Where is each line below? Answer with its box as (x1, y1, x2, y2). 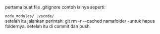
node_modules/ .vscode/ (5, 14, 54, 19)
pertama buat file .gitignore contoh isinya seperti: (5, 4, 106, 10)
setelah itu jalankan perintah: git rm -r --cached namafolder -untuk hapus (5, 18, 155, 24)
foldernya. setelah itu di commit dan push (5, 23, 90, 29)
